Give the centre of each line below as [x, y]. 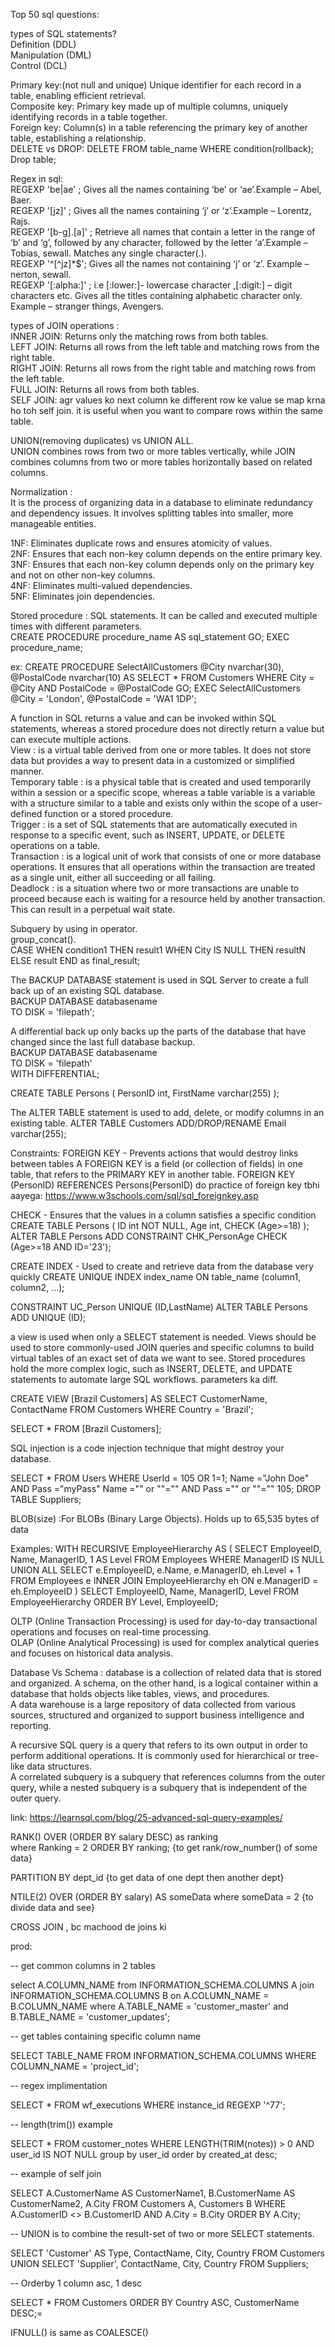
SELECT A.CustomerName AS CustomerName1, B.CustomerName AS [153, 2193]
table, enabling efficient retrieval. [78, 95]
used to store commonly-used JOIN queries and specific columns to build [162, 1347]
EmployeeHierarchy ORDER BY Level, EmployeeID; [114, 1602]
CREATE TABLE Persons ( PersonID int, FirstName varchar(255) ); [145, 1093]
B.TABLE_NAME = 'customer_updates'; [90, 2017]
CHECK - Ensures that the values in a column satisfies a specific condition [163, 1215]
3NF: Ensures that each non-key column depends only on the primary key [162, 564]
